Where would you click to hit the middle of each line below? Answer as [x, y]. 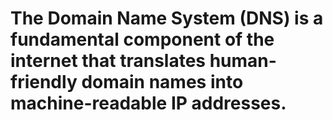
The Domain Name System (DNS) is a [167, 18]
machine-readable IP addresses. [148, 103]
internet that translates [108, 61]
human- [243, 61]
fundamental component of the [142, 39]
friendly [44, 82]
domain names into [162, 82]
